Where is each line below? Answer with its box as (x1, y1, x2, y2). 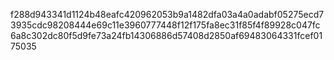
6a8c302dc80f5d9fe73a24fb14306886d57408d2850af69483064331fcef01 (10, 30, 323, 41)
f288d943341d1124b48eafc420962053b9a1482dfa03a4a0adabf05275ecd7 (10, 9, 325, 20)
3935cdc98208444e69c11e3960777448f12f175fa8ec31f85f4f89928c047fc (10, 19, 321, 31)
